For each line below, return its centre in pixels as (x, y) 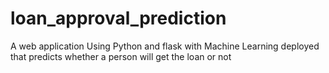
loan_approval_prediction (118, 18)
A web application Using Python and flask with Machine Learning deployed (165, 46)
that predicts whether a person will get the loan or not (121, 56)
